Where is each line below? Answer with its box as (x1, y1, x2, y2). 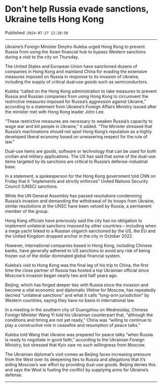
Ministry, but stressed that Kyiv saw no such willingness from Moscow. (5, 342, 146, 348)
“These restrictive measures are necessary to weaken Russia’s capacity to (5, 118, 153, 124)
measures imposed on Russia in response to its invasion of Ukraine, (5, 74, 140, 80)
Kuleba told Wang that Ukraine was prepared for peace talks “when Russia (5, 331, 153, 338)
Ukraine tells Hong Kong (5, 14, 104, 25)
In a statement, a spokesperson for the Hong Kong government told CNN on (5, 173, 156, 179)
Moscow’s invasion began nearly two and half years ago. (5, 273, 118, 278)
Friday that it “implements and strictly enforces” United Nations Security (5, 178, 148, 184)
